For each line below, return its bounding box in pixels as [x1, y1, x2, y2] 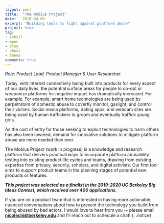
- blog [5, 44, 19, 49]
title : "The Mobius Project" [5, 12, 67, 17]
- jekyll [5, 35, 23, 40]
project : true [5, 26, 34, 30]
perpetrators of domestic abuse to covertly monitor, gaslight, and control [5, 101, 152, 107]
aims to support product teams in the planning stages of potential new [5, 167, 147, 173]
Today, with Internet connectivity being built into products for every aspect [5, 81, 156, 86]
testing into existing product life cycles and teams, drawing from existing [5, 157, 152, 163]
